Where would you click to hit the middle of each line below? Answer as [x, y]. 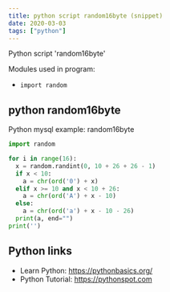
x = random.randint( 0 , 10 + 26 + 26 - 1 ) [86, 166]
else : [25, 204]
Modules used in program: [52, 69]
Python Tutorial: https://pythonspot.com [86, 279]
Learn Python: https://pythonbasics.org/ [86, 270]
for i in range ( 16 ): [43, 159]
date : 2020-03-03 [37, 23]
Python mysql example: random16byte [71, 130]
